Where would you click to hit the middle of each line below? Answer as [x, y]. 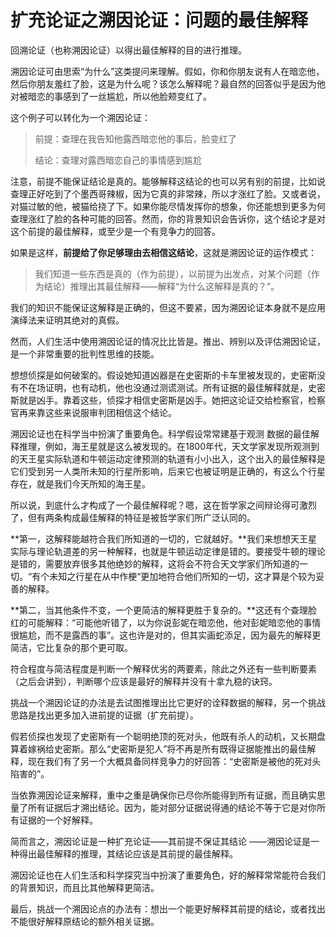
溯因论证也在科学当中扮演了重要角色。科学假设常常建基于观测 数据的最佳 [160, 433]
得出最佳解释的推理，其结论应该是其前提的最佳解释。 [128, 853]
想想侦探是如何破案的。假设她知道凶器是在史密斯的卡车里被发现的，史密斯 [163, 375]
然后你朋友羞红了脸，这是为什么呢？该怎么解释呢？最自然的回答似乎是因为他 [168, 83]
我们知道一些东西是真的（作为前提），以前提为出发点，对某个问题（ [173, 273]
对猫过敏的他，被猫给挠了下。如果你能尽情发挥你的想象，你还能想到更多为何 [168, 206]
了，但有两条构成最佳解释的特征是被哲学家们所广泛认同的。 [133, 517]
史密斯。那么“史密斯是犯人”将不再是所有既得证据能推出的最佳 [180, 748]
